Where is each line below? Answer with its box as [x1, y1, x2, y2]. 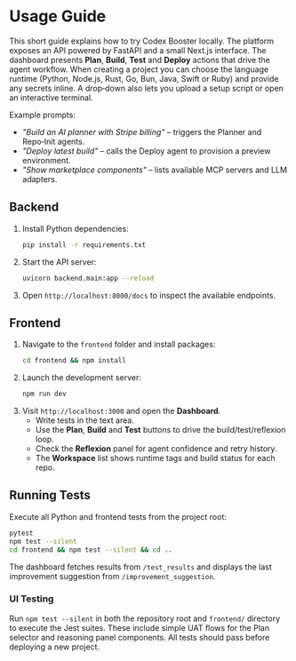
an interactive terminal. [9, 92, 93, 103]
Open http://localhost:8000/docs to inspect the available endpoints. [21, 290, 276, 300]
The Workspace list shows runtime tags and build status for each [35, 453, 276, 464]
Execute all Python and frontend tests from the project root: [9, 511, 227, 522]
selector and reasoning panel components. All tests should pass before [9, 632, 270, 642]
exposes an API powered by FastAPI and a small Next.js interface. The [9, 44, 267, 55]
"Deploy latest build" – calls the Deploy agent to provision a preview [21, 145, 271, 156]
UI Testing [9, 593, 54, 605]
